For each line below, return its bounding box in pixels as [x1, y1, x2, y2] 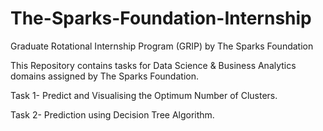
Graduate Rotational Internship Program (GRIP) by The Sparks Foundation [10, 40, 314, 52]
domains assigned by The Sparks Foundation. [10, 70, 199, 82]
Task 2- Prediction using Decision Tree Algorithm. [10, 108, 215, 121]
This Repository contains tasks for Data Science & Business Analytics [10, 59, 297, 71]
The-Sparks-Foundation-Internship [10, 7, 312, 30]
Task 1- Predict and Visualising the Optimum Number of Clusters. [10, 89, 278, 101]
